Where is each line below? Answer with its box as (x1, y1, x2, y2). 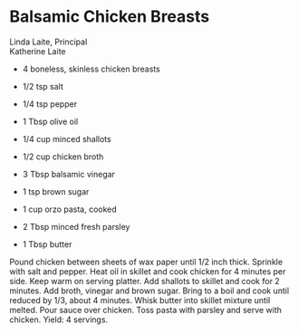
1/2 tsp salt (22, 81, 63, 91)
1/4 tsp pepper (22, 98, 78, 110)
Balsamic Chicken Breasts (9, 6, 210, 27)
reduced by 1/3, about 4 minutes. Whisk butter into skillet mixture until (9, 294, 271, 305)
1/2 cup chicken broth (22, 151, 104, 162)
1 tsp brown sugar (22, 186, 90, 196)
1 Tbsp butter (22, 238, 72, 250)
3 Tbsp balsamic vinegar (22, 168, 116, 179)
